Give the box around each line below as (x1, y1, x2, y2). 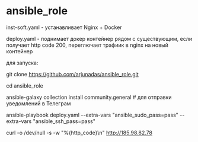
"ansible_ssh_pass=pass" (33, 117, 96, 125)
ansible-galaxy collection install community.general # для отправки (6, 93, 172, 101)
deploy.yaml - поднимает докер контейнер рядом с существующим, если (6, 35, 193, 42)
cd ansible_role (6, 82, 43, 89)
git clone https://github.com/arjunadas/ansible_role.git (6, 70, 139, 78)
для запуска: (6, 59, 39, 66)
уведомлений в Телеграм (6, 99, 71, 107)
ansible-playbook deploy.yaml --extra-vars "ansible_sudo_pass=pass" (6, 111, 179, 118)
